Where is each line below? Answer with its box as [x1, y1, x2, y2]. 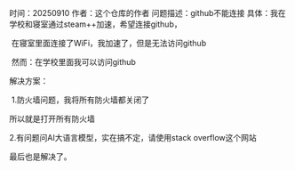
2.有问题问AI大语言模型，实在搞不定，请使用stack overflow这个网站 [9, 133, 258, 142]
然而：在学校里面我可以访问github [11, 57, 136, 67]
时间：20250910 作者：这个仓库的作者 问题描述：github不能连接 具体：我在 [9, 8, 286, 18]
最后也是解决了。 [9, 151, 72, 162]
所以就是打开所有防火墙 [9, 114, 95, 124]
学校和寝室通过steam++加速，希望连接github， [9, 19, 182, 29]
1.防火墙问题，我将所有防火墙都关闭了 [11, 94, 149, 105]
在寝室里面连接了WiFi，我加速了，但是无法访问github [11, 38, 207, 48]
